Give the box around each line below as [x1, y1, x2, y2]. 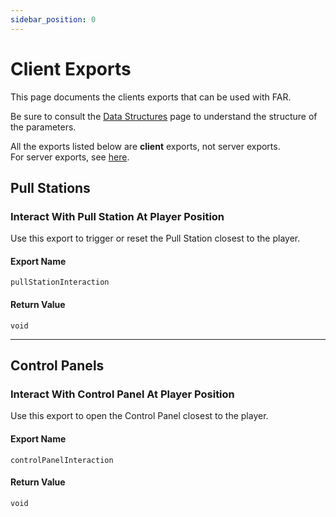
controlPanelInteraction [10, 455, 114, 465]
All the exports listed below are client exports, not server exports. [10, 140, 281, 152]
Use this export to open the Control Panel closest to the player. [10, 410, 269, 422]
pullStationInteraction [10, 277, 110, 288]
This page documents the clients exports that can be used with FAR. [10, 91, 292, 103]
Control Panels [10, 357, 105, 375]
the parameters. [10, 121, 77, 133]
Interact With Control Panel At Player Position [10, 387, 235, 401]
